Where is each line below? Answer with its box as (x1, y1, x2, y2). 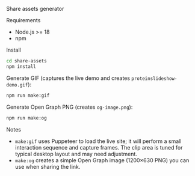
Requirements (6, 17, 41, 23)
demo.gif (6, 82, 28, 88)
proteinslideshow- (131, 75, 178, 82)
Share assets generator (6, 5, 64, 12)
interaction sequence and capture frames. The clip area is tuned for (14, 144, 183, 151)
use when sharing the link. (14, 163, 81, 170)
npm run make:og (6, 115, 47, 121)
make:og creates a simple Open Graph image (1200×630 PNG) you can (14, 156, 190, 164)
